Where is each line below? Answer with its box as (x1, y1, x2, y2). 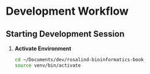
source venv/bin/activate (14, 62, 81, 68)
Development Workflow (6, 4, 129, 18)
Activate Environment (14, 45, 72, 52)
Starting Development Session (6, 29, 125, 39)
